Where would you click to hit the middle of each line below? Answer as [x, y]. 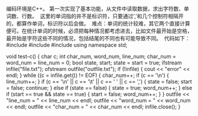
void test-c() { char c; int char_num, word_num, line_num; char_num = [91, 56]
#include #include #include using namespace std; [67, 45]
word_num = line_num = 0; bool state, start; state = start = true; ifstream [94, 63]
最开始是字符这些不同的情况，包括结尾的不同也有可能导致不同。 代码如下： [98, 38]
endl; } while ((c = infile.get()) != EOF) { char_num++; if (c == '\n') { [88, 75]
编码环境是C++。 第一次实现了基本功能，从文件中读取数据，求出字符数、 [95, 9]
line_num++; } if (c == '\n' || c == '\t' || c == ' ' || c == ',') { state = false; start [99, 81]
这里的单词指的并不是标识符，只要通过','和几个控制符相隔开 [112, 16]
